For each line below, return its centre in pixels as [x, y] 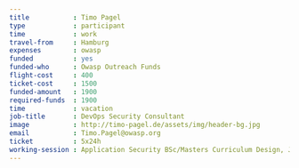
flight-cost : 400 [51, 76]
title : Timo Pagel [65, 17]
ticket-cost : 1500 [53, 84]
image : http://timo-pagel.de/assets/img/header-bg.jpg [135, 125]
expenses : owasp [55, 51]
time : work [53, 34]
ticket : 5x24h [55, 141]
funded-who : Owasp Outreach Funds [85, 68]
